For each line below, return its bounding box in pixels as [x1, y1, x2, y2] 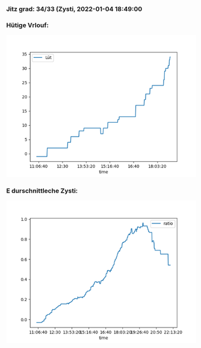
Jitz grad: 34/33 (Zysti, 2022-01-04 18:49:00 [6, 5, 143, 13]
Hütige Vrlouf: [6, 20, 49, 29]
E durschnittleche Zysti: [6, 187, 78, 195]
